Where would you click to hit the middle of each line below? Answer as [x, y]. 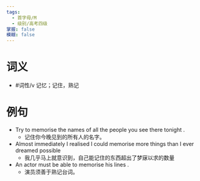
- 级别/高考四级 [30, 23]
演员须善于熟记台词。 [51, 172]
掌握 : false [20, 29]
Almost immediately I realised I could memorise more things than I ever [105, 144]
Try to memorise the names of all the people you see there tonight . [100, 130]
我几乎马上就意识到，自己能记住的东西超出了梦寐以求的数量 [99, 158]
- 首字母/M [24, 18]
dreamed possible [38, 150]
